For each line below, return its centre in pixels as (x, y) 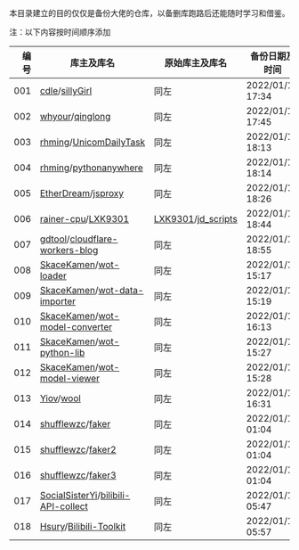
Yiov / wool (61, 398)
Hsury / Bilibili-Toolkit (83, 526)
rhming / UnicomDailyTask (92, 142)
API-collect (64, 506)
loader (53, 276)
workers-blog (69, 250)
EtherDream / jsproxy (82, 193)
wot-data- (121, 290)
